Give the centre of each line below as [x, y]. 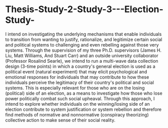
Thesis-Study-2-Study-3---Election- [85, 9]
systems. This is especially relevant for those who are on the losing [75, 88]
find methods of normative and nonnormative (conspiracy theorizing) [77, 114]
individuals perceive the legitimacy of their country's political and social [80, 82]
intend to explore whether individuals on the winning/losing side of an [77, 104]
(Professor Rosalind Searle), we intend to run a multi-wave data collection [82, 61]
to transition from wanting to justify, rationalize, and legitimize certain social [84, 39]
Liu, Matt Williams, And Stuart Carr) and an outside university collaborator [82, 55]
